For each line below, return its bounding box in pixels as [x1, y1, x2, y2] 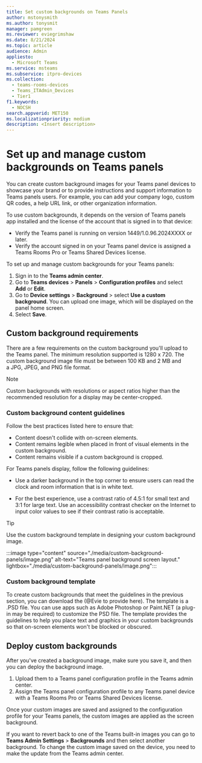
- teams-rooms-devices [11, 82, 69, 88]
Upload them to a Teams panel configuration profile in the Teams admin [14, 675, 194, 683]
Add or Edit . [14, 285, 46, 292]
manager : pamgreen [6, 25, 52, 32]
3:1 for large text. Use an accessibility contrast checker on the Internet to [14, 502, 196, 509]
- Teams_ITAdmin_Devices [11, 88, 74, 94]
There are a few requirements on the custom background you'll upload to [6, 344, 188, 352]
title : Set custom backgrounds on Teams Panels [6, 8, 128, 15]
